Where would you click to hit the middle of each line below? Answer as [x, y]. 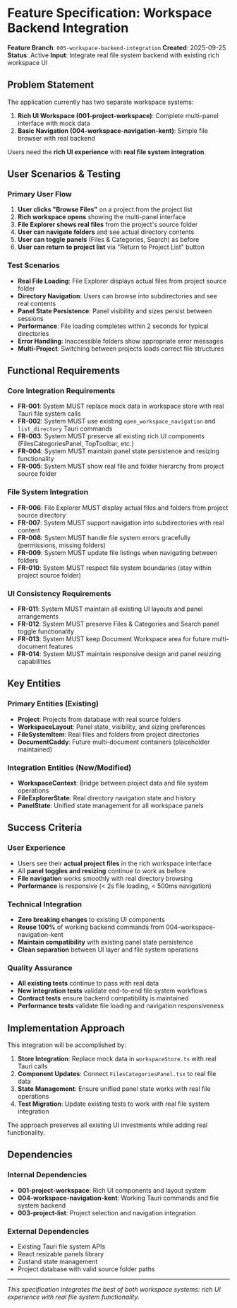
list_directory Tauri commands [65, 428]
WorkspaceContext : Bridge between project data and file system [113, 783]
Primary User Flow [40, 194]
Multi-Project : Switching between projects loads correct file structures [121, 349]
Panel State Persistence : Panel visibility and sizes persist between [115, 311]
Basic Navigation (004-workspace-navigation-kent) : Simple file [113, 130]
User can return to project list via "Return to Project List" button [111, 247]
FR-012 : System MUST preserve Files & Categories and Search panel [118, 624]
